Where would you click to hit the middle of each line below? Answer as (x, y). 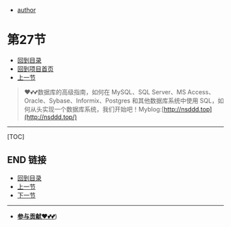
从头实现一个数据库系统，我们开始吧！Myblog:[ (97, 109)
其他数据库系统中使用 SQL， (178, 100)
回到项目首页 (35, 69)
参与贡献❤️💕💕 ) (37, 216)
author (26, 10)
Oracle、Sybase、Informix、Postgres (77, 100)
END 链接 (27, 160)
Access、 (201, 91)
